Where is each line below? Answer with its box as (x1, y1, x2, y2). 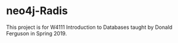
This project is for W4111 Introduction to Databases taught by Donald (6, 24, 173, 31)
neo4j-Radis (6, 4, 68, 18)
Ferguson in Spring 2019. (6, 29, 67, 37)
